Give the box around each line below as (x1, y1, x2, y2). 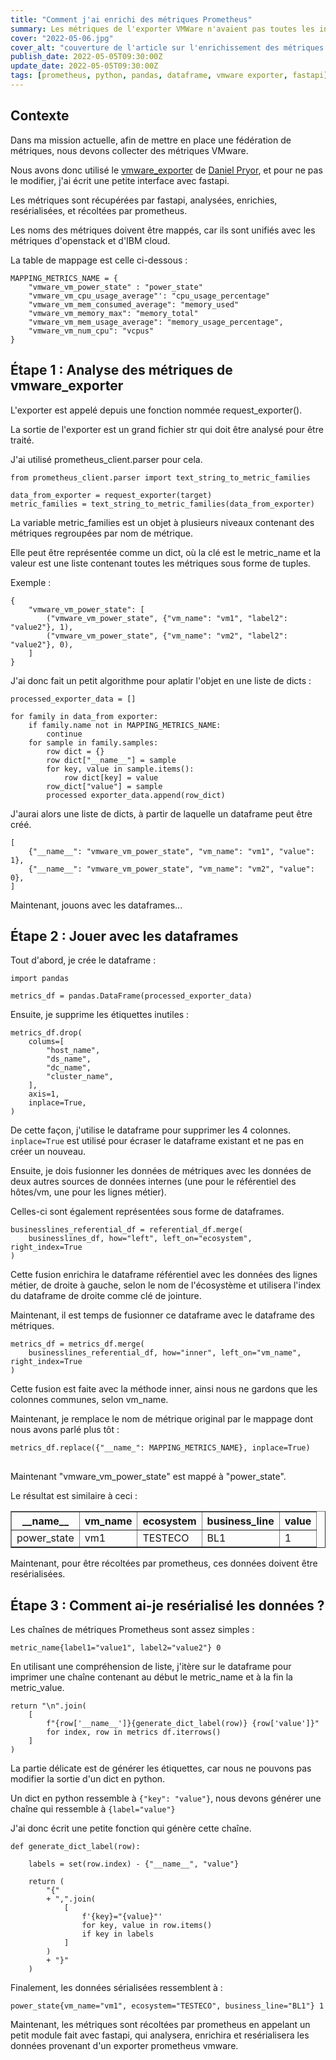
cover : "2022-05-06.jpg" (10, 33, 114, 43)
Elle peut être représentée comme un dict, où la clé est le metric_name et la (10, 546, 322, 558)
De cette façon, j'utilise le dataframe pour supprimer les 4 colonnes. (10, 1124, 292, 1136)
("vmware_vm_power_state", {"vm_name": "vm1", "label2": (46, 613, 288, 623)
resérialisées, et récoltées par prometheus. (10, 204, 188, 216)
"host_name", (46, 1046, 101, 1056)
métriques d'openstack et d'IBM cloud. (10, 234, 171, 246)
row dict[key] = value (63, 772, 159, 783)
